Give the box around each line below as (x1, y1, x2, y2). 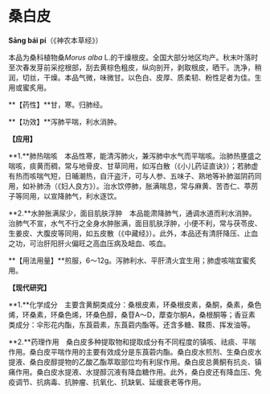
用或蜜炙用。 (8, 82, 51, 92)
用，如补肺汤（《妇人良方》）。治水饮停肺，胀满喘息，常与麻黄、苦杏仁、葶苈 (8, 181, 259, 191)
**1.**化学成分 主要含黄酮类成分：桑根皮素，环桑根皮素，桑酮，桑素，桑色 (8, 299, 262, 310)
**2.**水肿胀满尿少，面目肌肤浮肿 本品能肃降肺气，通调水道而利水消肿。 (8, 208, 256, 218)
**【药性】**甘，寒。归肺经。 (8, 100, 108, 109)
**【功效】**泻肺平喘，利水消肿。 (8, 117, 122, 126)
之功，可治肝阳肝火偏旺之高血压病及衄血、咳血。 (8, 238, 170, 248)
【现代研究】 (8, 282, 51, 292)
